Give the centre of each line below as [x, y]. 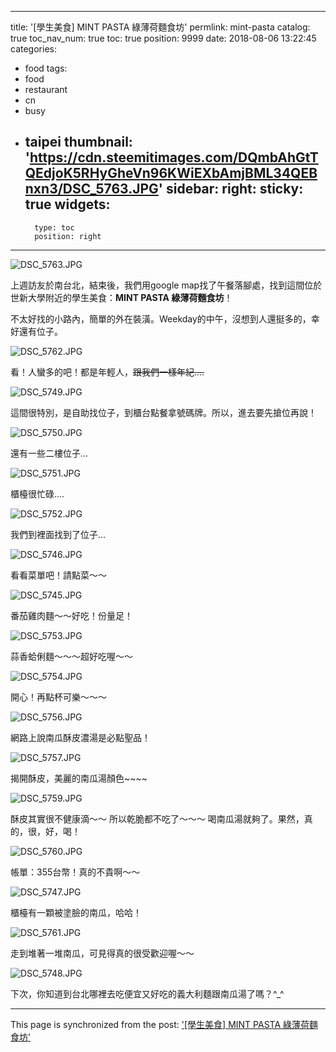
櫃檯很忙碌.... [37, 493]
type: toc [54, 227]
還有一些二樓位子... [49, 453]
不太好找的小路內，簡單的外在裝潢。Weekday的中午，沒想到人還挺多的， [161, 318]
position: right [68, 236]
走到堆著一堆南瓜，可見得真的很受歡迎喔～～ [102, 953]
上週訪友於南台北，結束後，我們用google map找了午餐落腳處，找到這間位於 [166, 285]
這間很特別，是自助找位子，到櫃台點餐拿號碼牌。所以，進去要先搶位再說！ [163, 412]
